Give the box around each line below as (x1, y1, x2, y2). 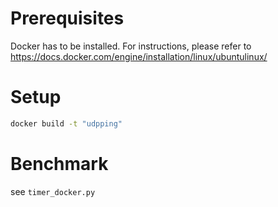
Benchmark (10, 152, 109, 175)
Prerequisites (10, 7, 125, 30)
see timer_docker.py (10, 185, 96, 197)
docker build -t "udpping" (10, 118, 123, 129)
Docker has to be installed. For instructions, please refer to (10, 40, 252, 52)
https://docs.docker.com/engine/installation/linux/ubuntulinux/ (10, 50, 268, 62)
